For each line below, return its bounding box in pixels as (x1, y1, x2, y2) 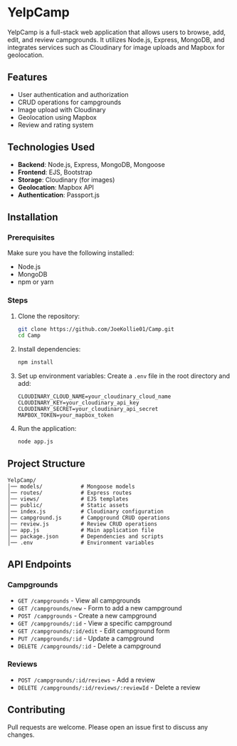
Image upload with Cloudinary (17, 105, 106, 114)
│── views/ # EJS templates (7, 495, 130, 503)
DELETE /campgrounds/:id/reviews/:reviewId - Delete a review (17, 683, 201, 692)
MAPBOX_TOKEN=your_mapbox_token (17, 412, 114, 419)
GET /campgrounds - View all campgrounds (17, 596, 141, 605)
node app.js (17, 438, 53, 446)
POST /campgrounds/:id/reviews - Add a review (17, 675, 155, 684)
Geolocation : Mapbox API (17, 183, 94, 191)
